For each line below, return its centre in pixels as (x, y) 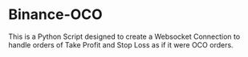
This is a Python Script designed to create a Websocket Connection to (124, 36)
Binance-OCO (55, 15)
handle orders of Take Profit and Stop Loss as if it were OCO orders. (121, 44)
